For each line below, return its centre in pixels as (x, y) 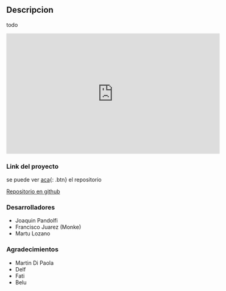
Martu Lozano (33, 234)
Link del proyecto (33, 166)
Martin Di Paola (34, 263)
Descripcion (30, 10)
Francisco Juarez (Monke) (48, 227)
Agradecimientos (33, 249)
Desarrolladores (31, 207)
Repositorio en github (33, 191)
